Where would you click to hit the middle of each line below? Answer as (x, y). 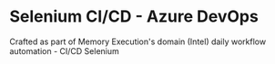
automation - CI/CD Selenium (65, 50)
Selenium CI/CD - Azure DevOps (134, 17)
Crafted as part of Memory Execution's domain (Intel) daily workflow (138, 41)
